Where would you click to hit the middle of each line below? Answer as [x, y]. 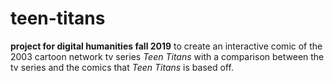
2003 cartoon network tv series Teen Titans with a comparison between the [167, 56]
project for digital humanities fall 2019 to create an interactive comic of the [166, 46]
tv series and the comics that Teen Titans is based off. [122, 67]
